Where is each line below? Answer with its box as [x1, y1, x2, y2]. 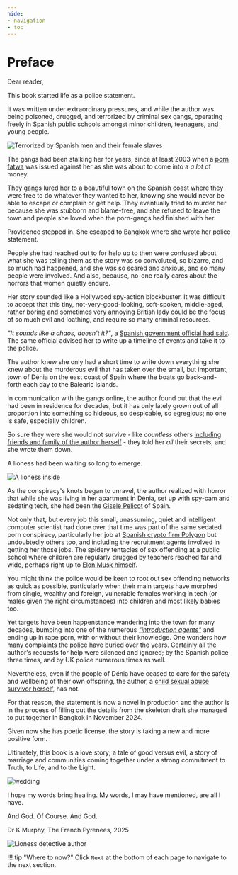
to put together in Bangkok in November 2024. [7, 713, 143, 722]
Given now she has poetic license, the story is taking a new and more [7, 727, 210, 735]
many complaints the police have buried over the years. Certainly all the [7, 640, 217, 649]
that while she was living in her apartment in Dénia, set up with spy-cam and [7, 494, 230, 503]
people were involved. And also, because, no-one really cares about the [7, 271, 217, 280]
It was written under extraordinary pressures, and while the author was [7, 105, 215, 113]
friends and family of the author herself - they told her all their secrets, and [7, 438, 227, 446]
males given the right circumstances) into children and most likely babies [7, 597, 221, 606]
